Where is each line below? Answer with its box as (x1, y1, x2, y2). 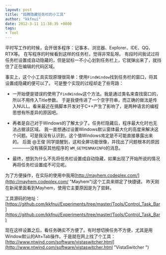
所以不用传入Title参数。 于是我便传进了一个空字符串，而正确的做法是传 (12, 97, 158, 103)
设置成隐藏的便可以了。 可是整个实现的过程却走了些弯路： (5, 80, 124, 86)
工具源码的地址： (5, 195, 40, 201)
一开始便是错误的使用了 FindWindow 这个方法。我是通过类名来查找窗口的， (12, 91, 161, 97)
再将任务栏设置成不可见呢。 (12, 162, 69, 167)
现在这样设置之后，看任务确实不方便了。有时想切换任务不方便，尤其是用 (5, 227, 153, 233)
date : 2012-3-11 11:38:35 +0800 (5, 21, 72, 26)
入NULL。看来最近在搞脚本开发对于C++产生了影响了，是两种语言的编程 (12, 103, 159, 109)
